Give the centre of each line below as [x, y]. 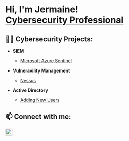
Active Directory [30, 90]
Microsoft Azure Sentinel [46, 61]
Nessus [28, 80]
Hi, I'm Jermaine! [42, 9]
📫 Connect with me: [38, 117]
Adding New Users [40, 100]
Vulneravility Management [41, 70]
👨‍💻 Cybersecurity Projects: [49, 39]
